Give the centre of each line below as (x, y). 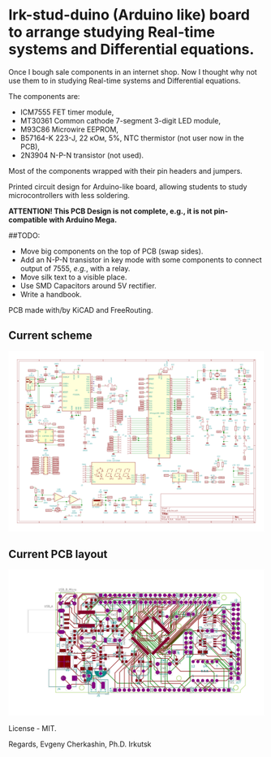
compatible (28, 219)
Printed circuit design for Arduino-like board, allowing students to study (128, 186)
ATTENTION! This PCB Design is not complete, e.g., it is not (110, 211)
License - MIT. (32, 728)
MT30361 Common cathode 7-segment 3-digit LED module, (120, 120)
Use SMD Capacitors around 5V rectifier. (88, 285)
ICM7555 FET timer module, (67, 112)
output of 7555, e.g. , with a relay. (75, 268)
